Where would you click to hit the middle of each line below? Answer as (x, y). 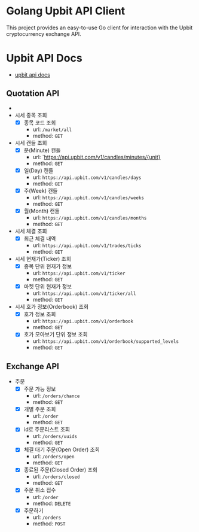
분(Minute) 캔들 (42, 150)
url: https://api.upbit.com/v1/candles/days (87, 177)
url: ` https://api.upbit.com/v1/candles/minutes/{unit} (97, 157)
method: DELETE (52, 503)
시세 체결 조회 (31, 231)
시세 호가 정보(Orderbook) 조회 (51, 307)
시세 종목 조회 (31, 115)
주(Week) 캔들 (41, 190)
